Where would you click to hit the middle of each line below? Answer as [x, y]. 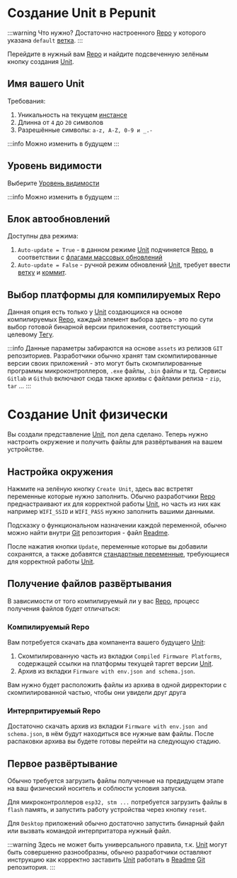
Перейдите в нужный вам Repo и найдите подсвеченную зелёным [108, 54]
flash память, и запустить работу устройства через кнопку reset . [107, 810]
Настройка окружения [60, 472]
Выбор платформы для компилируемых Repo [114, 295]
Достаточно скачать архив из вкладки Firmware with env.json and [108, 726]
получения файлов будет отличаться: [64, 608]
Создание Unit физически [88, 415]
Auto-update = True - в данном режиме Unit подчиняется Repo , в [115, 250]
